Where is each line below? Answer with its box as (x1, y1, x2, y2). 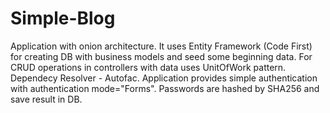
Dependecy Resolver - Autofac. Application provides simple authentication (10, 72, 318, 84)
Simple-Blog (10, 7, 116, 30)
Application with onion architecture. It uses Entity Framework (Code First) (10, 40, 313, 52)
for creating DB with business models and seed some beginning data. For (10, 50, 313, 62)
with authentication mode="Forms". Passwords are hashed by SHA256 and (10, 82, 320, 94)
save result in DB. (10, 93, 83, 105)
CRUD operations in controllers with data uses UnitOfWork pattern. (10, 61, 287, 73)
